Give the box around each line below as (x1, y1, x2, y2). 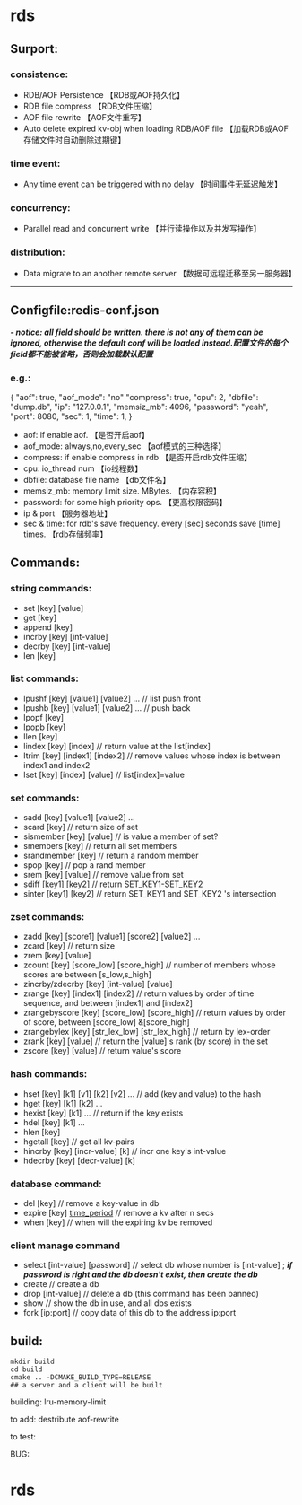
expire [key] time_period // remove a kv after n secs (22, 1208, 214, 1219)
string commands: (10, 582, 92, 595)
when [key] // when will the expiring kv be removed (22, 1217, 213, 1228)
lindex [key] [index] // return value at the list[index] (22, 740, 211, 751)
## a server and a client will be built (10, 1381, 164, 1390)
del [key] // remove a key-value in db (22, 1198, 160, 1209)
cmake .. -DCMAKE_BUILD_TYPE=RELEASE (10, 1373, 151, 1382)
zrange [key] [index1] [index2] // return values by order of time (22, 988, 255, 999)
